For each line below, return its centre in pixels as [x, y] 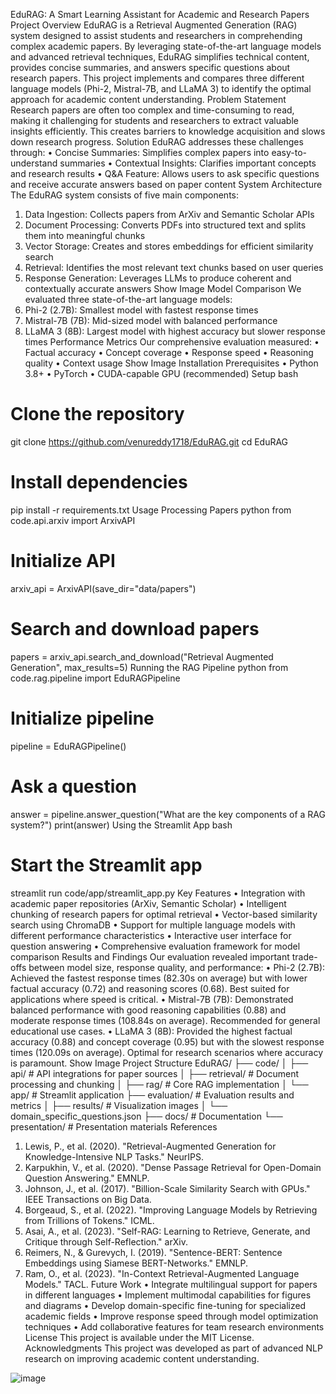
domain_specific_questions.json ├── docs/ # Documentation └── [146, 1116]
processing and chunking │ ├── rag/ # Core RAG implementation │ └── [159, 1084]
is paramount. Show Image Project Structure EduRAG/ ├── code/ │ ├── [159, 1063]
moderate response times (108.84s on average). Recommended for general [165, 1020]
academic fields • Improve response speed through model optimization [171, 1316]
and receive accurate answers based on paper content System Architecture [166, 184]
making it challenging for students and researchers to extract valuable [154, 120]
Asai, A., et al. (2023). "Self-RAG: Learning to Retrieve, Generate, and [167, 1231]
